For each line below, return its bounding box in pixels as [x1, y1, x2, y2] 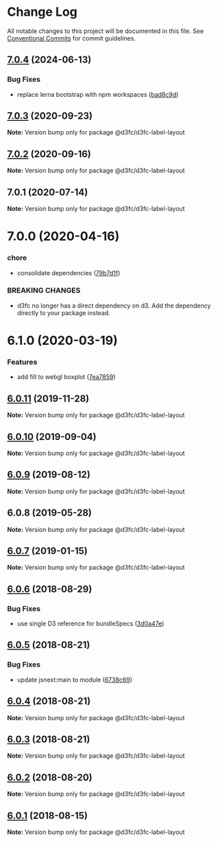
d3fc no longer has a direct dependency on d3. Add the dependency [16, 301, 211, 310]
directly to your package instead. [16, 308, 111, 316]
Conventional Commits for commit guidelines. [7, 34, 136, 42]
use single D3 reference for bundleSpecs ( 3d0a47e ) [16, 619, 165, 628]
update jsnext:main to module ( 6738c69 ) [16, 675, 132, 684]
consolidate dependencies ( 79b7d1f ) [16, 268, 121, 277]
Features [7, 357, 38, 367]
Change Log [7, 4, 77, 20]
